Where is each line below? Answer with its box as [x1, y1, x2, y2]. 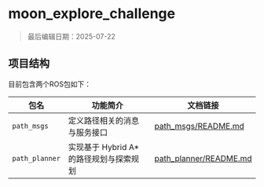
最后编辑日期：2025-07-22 [27, 31, 115, 41]
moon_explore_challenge [8, 5, 175, 23]
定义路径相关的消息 [68, 115, 140, 126]
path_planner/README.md [154, 152, 252, 163]
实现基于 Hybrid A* [68, 141, 140, 152]
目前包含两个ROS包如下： [8, 79, 92, 89]
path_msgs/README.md [154, 120, 245, 131]
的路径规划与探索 [68, 153, 132, 164]
